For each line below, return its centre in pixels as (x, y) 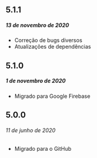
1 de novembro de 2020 (36, 81)
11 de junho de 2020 (30, 130)
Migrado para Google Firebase (52, 96)
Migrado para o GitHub (43, 149)
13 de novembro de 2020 (38, 25)
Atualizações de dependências (53, 47)
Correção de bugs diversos (48, 40)
